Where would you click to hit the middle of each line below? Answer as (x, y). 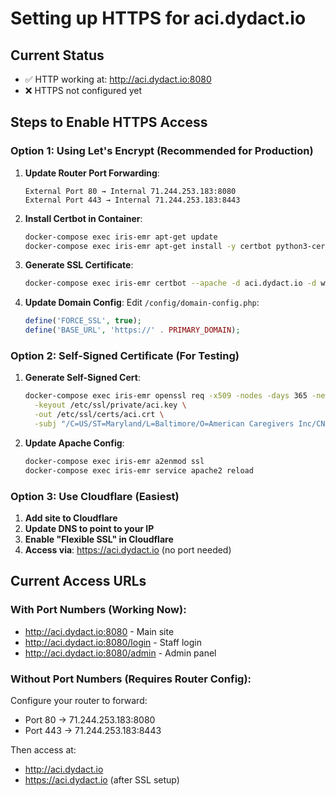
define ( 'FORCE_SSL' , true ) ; (83, 321)
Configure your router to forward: (79, 700)
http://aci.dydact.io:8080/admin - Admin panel (120, 653)
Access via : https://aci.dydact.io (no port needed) (128, 549)
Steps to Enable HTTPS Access (109, 122)
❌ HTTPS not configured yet (83, 90)
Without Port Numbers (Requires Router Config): (131, 679)
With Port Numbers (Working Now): (98, 610)
